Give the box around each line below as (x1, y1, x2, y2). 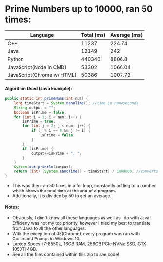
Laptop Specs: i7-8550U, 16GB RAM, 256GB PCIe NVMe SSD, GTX (12, 241, 146, 247)
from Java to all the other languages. (12, 225, 86, 231)
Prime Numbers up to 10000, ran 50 (5, 3, 153, 15)
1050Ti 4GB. (12, 246, 38, 252)
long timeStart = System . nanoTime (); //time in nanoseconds (14, 101, 139, 106)
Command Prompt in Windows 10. (12, 236, 81, 242)
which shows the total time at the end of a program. (12, 188, 116, 193)
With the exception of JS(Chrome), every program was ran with (12, 231, 140, 237)
